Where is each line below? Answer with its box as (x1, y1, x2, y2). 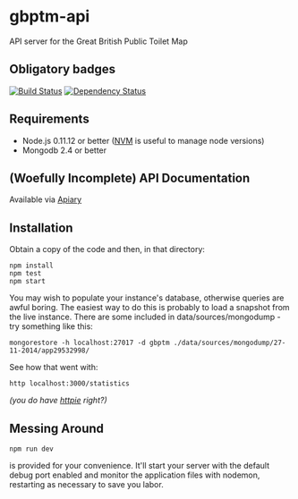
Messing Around (9, 420, 105, 436)
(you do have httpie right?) (9, 395, 107, 406)
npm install (9, 261, 54, 270)
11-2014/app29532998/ (9, 346, 90, 355)
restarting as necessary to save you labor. (9, 479, 164, 489)
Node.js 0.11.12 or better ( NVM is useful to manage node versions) (21, 135, 265, 146)
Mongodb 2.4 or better (21, 145, 107, 156)
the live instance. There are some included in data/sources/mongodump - (9, 311, 281, 323)
